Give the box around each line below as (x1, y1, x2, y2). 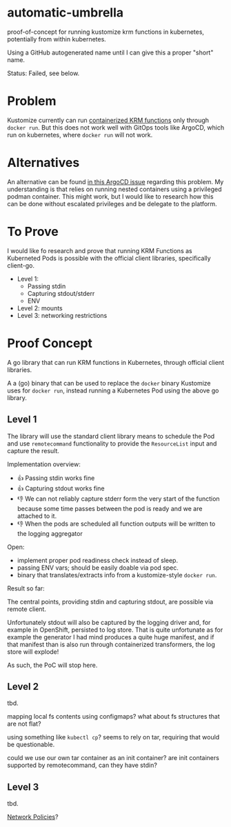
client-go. (7, 261, 34, 270)
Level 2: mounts (17, 303, 63, 312)
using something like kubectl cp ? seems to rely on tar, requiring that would (7, 733, 220, 741)
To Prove (7, 224, 59, 239)
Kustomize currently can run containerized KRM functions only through (7, 116, 209, 124)
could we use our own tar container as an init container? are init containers (7, 754, 219, 762)
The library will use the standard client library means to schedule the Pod (7, 432, 215, 440)
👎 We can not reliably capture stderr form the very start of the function (17, 495, 220, 503)
